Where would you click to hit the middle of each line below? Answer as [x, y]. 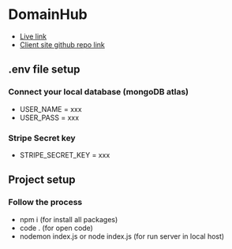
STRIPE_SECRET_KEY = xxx [65, 154]
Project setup [42, 180]
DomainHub [48, 15]
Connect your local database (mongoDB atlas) [99, 92]
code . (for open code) [56, 228]
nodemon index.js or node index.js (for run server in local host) [122, 236]
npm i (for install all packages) [69, 219]
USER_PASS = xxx [49, 117]
